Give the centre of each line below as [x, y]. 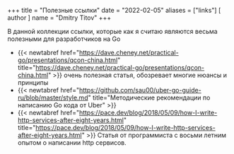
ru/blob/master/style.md [53, 97]
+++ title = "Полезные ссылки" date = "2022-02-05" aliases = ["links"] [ [114, 10]
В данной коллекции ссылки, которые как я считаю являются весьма [112, 31]
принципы [33, 83]
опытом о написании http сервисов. [72, 143]
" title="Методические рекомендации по [149, 97]
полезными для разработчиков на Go [64, 39]
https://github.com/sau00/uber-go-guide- [140, 90]
